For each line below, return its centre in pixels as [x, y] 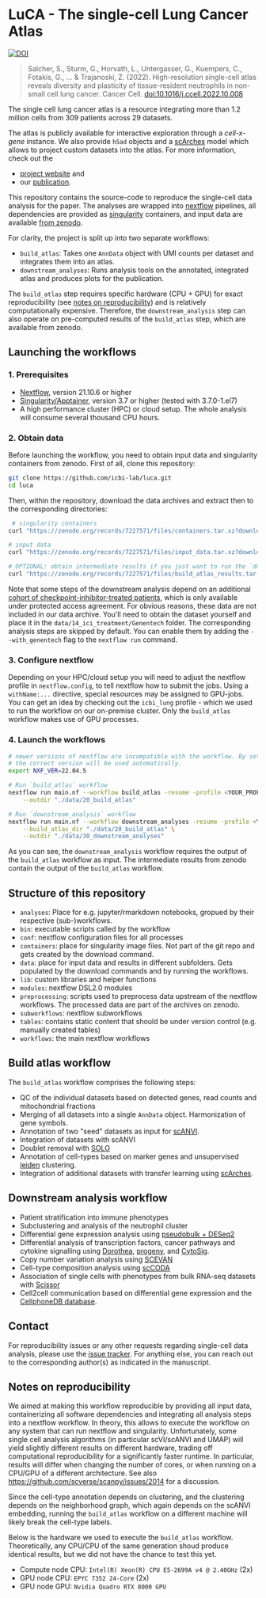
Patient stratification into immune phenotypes [94, 1217]
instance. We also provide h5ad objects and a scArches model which [138, 141]
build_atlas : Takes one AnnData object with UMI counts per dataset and [137, 253]
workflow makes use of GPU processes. [74, 719]
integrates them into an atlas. [67, 261]
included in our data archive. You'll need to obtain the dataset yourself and [130, 614]
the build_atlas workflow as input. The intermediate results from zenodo [127, 860]
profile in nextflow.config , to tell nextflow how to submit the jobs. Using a [129, 685]
